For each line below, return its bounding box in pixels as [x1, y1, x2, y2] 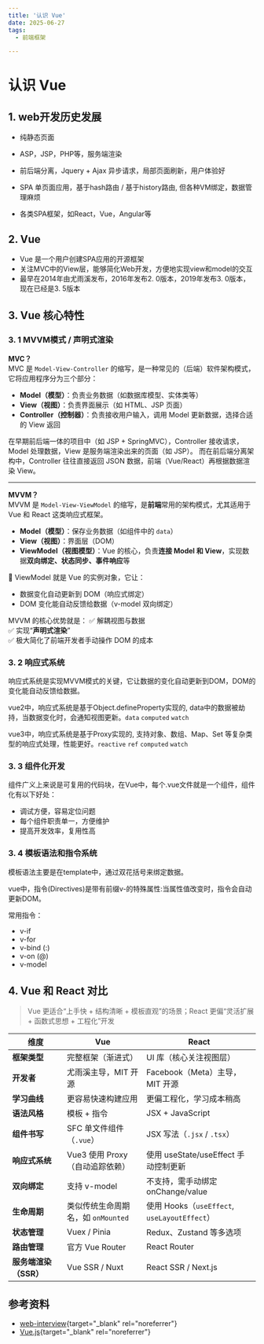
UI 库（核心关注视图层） [146, 1052, 236, 1063]
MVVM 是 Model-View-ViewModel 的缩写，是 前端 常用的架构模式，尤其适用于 [8, 500, 251, 509]
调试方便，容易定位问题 [19, 806, 96, 816]
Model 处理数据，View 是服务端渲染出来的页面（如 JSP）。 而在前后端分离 [8, 446, 247, 456]
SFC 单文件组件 [66, 1123, 124, 1134]
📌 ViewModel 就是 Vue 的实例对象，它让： [8, 572, 145, 582]
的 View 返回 [19, 420, 61, 429]
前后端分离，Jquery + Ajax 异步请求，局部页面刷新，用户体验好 [19, 166, 225, 175]
